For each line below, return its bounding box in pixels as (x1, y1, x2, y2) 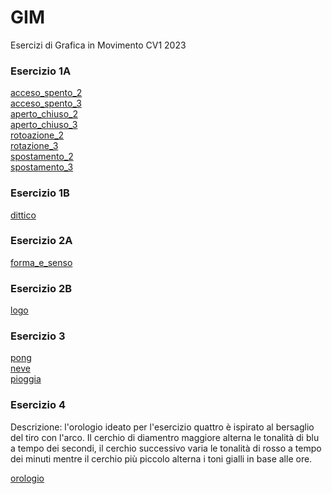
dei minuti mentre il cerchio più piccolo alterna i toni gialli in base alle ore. (10, 452, 313, 465)
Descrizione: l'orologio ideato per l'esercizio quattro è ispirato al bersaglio (10, 421, 315, 433)
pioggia (10, 373, 42, 385)
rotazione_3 (10, 140, 59, 152)
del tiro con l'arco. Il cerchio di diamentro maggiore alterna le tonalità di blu (10, 431, 320, 443)
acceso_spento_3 (10, 97, 82, 110)
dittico (10, 209, 37, 221)
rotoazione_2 (10, 129, 65, 141)
